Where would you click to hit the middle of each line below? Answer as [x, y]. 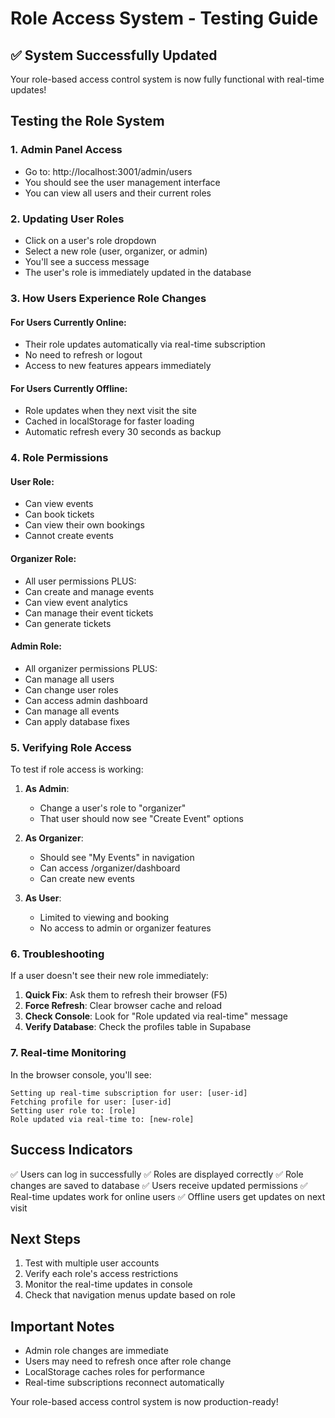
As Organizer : [54, 838]
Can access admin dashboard [86, 700]
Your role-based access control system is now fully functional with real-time [167, 79]
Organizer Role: [43, 559]
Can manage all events [72, 711]
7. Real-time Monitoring [68, 1053]
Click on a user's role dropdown [90, 240]
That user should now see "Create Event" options [141, 819]
